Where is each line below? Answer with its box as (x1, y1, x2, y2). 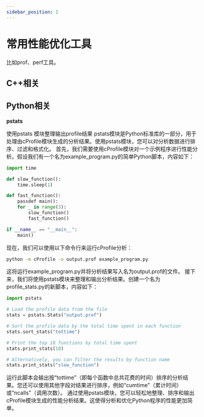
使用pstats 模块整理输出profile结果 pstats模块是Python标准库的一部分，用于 (6, 129, 197, 137)
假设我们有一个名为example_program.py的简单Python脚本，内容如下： (16, 153, 195, 160)
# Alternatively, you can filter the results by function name (6, 357, 171, 363)
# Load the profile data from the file (6, 306, 108, 313)
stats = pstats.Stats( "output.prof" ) (6, 312, 102, 318)
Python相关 (6, 101, 51, 111)
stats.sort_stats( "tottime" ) (6, 328, 80, 335)
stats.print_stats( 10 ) (6, 346, 64, 352)
